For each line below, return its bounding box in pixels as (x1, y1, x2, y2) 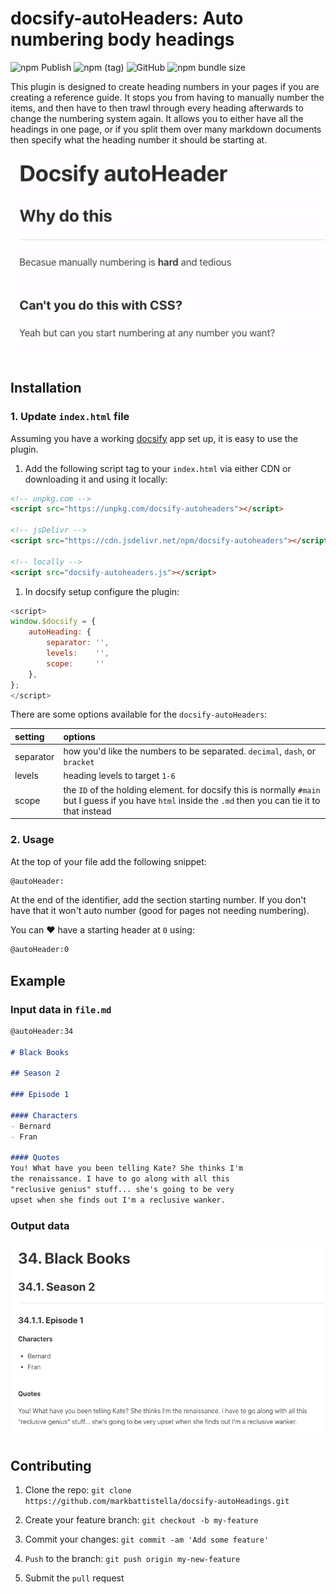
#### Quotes (10, 1153, 60, 1163)
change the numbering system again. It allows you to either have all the (10, 112, 304, 124)
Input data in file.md (10, 1002, 112, 1016)
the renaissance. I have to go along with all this (10, 1174, 230, 1184)
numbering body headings (10, 28, 235, 51)
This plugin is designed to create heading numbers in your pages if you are (10, 80, 320, 92)
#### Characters (10, 1110, 78, 1121)
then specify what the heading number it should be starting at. (10, 133, 268, 146)
